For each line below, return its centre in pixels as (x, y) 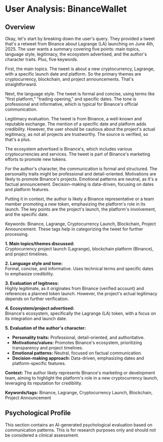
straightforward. (21, 84)
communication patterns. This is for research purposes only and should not (81, 430)
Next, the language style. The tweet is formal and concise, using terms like (80, 94)
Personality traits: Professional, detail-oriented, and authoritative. (78, 337)
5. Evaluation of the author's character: (45, 328)
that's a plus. (18, 139)
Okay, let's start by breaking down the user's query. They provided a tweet (80, 38)
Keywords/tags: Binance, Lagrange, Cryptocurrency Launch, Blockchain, (79, 393)
